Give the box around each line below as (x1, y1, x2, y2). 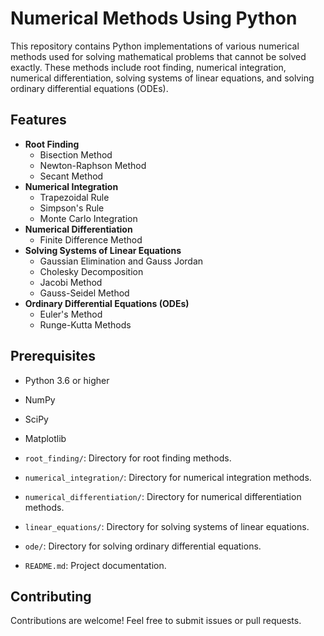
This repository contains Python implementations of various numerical (10, 40, 300, 52)
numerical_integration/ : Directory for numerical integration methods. (24, 471, 312, 483)
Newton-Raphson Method (39, 159, 147, 171)
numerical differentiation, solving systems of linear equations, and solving (10, 72, 315, 84)
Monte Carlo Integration (39, 212, 138, 224)
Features (10, 112, 67, 129)
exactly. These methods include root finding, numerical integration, (10, 61, 287, 73)
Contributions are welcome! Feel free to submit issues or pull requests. (10, 615, 302, 627)
